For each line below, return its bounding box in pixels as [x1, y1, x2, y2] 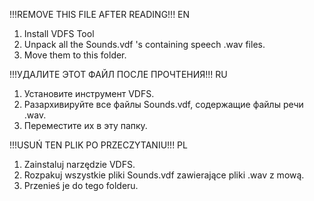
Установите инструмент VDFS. [23, 88, 155, 99]
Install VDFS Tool [23, 28, 95, 39]
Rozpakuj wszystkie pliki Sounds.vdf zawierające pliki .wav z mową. [23, 169, 305, 181]
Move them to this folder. [23, 49, 127, 61]
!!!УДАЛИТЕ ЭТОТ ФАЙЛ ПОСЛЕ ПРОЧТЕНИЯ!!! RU [9, 69, 228, 80]
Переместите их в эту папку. [23, 120, 148, 131]
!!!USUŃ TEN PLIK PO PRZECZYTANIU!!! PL [9, 139, 188, 151]
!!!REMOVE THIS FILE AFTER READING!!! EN [9, 9, 191, 20]
